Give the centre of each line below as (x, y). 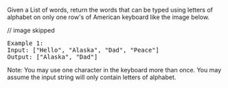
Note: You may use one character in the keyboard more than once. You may (114, 70)
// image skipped (31, 30)
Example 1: (25, 43)
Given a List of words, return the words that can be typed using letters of (110, 10)
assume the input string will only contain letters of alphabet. (92, 77)
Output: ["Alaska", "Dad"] (53, 57)
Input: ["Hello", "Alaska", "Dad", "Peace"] (83, 50)
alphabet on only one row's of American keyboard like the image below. (109, 17)
